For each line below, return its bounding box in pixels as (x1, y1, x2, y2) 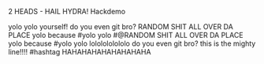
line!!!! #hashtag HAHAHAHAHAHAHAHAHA (8, 47, 151, 56)
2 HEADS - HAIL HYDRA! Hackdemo (8, 7, 126, 16)
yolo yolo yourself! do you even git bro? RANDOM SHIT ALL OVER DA (8, 22, 234, 31)
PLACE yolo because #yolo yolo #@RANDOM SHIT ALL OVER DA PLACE (8, 31, 244, 40)
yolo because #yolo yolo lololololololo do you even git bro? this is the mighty (8, 39, 256, 48)
